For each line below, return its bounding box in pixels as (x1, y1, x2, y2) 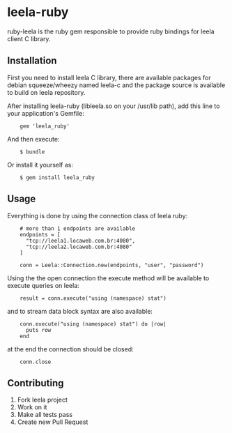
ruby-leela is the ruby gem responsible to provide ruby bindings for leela (7, 27, 215, 36)
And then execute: (7, 135, 60, 143)
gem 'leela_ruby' (20, 123, 70, 130)
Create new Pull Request (17, 418, 88, 426)
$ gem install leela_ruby (20, 174, 95, 181)
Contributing (7, 377, 64, 389)
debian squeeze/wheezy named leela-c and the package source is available (7, 81, 226, 89)
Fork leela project (17, 395, 68, 404)
